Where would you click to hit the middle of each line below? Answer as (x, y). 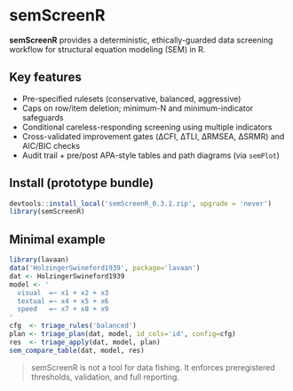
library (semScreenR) (48, 212)
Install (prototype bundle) (81, 183)
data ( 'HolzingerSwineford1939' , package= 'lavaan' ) (105, 268)
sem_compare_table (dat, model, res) (77, 350)
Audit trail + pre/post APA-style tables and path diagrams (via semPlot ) (150, 155)
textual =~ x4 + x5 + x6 (63, 301)
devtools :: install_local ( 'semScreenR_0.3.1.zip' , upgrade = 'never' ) (141, 203)
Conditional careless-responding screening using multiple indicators (147, 127)
